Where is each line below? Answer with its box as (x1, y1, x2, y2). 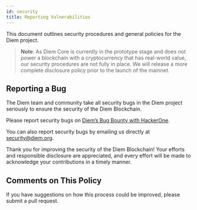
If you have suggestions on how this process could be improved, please (6, 191, 181, 198)
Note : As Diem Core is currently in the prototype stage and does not (20, 48, 186, 55)
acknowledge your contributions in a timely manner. (6, 158, 132, 165)
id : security (6, 8, 38, 15)
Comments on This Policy (6, 175, 102, 185)
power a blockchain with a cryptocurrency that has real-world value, (20, 54, 186, 61)
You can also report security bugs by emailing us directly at (6, 128, 150, 135)
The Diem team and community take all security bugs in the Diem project (6, 99, 183, 106)
